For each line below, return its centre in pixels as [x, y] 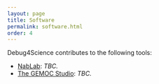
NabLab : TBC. [37, 66]
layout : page [26, 14]
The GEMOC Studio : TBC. [55, 74]
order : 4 [20, 33]
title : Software [31, 20]
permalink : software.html [45, 26]
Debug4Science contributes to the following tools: [79, 53]
